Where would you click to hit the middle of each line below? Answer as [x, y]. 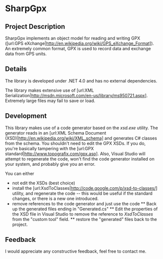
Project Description [35, 27]
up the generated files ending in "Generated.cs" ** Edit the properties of [85, 209]
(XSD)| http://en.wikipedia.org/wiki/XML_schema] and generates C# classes [81, 138]
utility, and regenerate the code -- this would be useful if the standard [82, 193]
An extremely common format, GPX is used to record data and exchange [78, 49]
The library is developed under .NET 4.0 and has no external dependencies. [81, 80]
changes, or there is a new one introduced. [55, 199]
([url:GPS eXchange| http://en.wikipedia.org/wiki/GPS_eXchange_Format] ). [80, 43]
